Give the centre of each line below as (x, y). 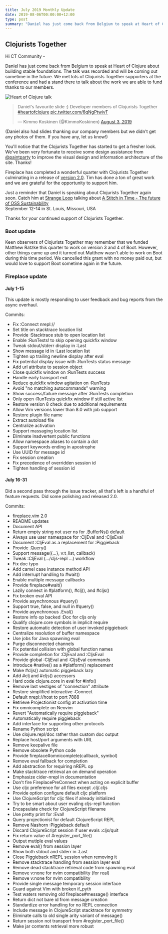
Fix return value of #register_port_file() (52, 835)
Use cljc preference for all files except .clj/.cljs (60, 788)
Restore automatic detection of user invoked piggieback (70, 628)
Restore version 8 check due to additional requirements (69, 404)
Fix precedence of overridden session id (54, 463)
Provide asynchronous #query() (45, 601)
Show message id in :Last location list (51, 351)
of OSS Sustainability (27, 203)
